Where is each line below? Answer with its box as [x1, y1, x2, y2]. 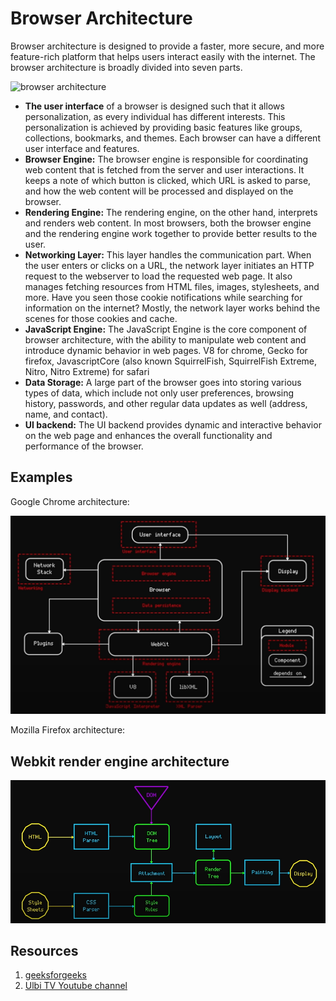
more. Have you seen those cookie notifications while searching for [24, 291, 303, 303]
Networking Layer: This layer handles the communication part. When [24, 248, 312, 261]
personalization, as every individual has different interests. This [24, 110, 286, 122]
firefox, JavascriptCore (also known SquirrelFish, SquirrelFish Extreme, [24, 355, 318, 367]
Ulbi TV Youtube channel [24, 980, 128, 992]
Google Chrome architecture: [10, 495, 130, 507]
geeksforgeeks [24, 969, 87, 981]
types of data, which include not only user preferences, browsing [24, 387, 295, 399]
